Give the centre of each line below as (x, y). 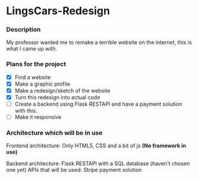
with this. (26, 111)
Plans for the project (36, 64)
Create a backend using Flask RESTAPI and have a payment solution (98, 104)
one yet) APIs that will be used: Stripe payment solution (74, 170)
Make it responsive (38, 117)
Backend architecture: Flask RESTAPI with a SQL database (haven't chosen (98, 164)
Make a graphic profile (42, 84)
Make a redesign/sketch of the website (62, 90)
